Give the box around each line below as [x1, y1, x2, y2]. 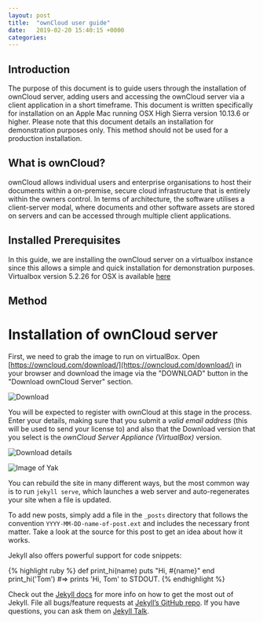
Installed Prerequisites [8, 234, 121, 247]
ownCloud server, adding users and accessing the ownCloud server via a [8, 92, 245, 102]
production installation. [8, 134, 82, 143]
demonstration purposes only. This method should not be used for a [8, 125, 228, 135]
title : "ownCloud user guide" [8, 19, 111, 27]
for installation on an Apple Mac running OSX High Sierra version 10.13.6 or [8, 109, 250, 118]
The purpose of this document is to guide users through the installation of [8, 83, 247, 93]
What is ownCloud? [8, 157, 106, 170]
